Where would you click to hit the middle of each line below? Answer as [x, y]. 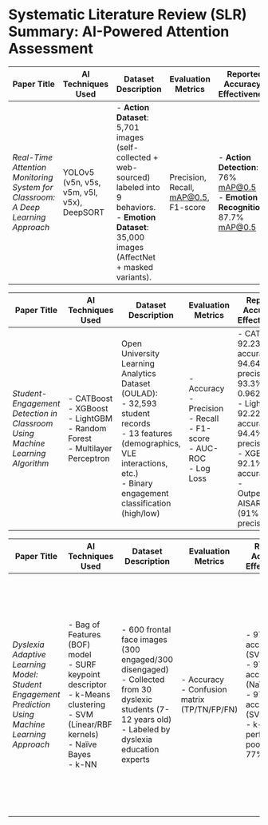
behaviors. [136, 207]
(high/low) [140, 513]
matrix [193, 699]
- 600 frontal [146, 629]
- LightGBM [90, 418]
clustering [87, 704]
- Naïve [82, 744]
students [138, 709]
